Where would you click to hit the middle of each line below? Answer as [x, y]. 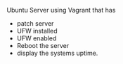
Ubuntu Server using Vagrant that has [61, 10]
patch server [35, 23]
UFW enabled [37, 38]
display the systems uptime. [57, 53]
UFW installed [37, 31]
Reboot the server [43, 46]
